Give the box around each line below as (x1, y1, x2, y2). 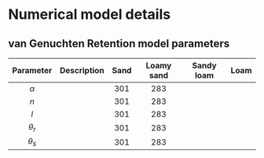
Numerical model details (8, 6, 171, 24)
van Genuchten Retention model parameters (8, 37, 230, 50)
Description (59, 65, 104, 75)
